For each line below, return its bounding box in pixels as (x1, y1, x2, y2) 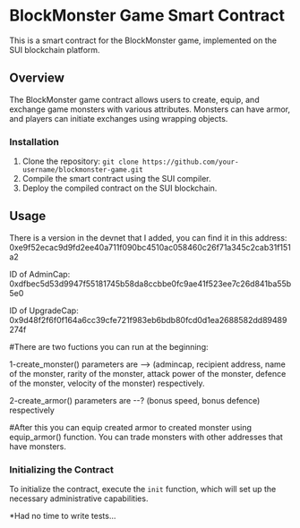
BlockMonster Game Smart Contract (9, 5, 285, 26)
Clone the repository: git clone (21, 156, 139, 166)
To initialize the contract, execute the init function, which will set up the (9, 484, 277, 495)
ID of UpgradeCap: (9, 305, 79, 316)
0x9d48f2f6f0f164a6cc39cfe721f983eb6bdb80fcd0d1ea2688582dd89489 (9, 314, 287, 325)
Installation (9, 135, 60, 148)
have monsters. (9, 440, 67, 452)
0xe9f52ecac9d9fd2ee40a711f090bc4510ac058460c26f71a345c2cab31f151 (9, 242, 291, 252)
